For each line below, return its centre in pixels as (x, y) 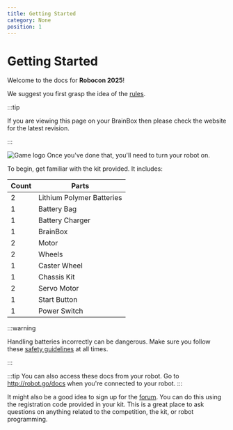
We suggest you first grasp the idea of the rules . (77, 94)
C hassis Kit (56, 277)
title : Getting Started (42, 14)
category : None (29, 20)
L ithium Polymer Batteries (80, 198)
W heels (50, 254)
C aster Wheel (61, 266)
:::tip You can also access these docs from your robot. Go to (93, 376)
